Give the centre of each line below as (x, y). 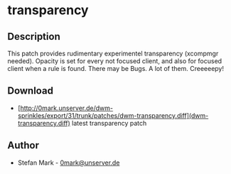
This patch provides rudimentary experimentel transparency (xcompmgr (113, 53)
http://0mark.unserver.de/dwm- (67, 108)
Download (30, 91)
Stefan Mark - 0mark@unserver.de (69, 163)
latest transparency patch (109, 123)
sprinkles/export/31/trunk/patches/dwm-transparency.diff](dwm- (113, 115)
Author (23, 145)
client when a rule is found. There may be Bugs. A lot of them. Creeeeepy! (116, 69)
